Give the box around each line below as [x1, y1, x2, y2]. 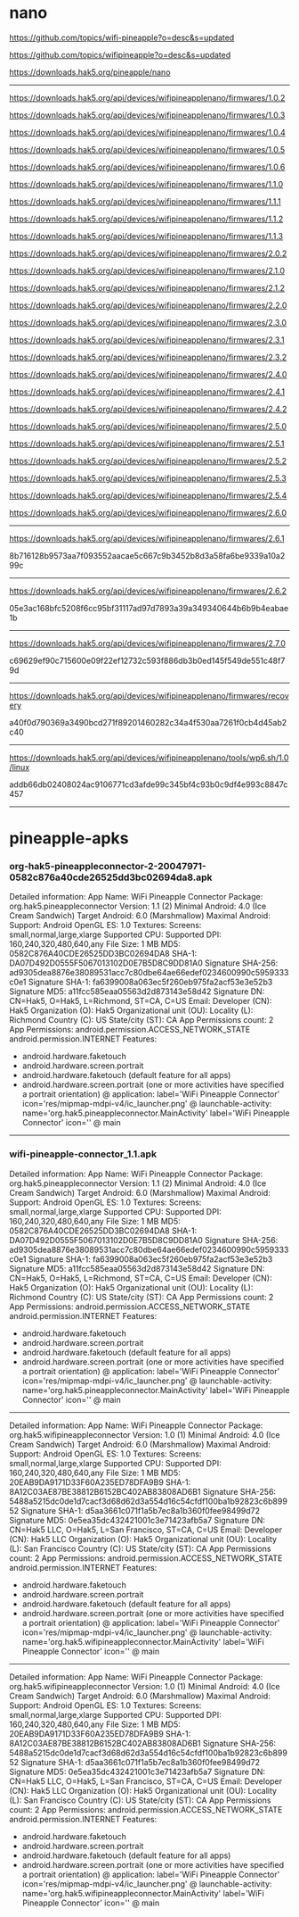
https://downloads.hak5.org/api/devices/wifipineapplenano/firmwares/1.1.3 [9, 230, 283, 241]
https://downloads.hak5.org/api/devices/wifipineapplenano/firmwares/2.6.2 [9, 585, 287, 596]
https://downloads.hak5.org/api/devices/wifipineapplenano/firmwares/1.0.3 [9, 110, 286, 120]
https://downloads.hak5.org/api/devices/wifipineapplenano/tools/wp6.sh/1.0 [9, 752, 289, 763]
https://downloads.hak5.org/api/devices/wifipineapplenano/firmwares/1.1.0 [9, 178, 284, 189]
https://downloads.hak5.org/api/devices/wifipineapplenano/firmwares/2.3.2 [9, 352, 287, 362]
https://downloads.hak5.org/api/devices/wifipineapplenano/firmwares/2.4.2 [9, 403, 287, 414]
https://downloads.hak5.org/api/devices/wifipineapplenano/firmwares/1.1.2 [9, 213, 284, 224]
